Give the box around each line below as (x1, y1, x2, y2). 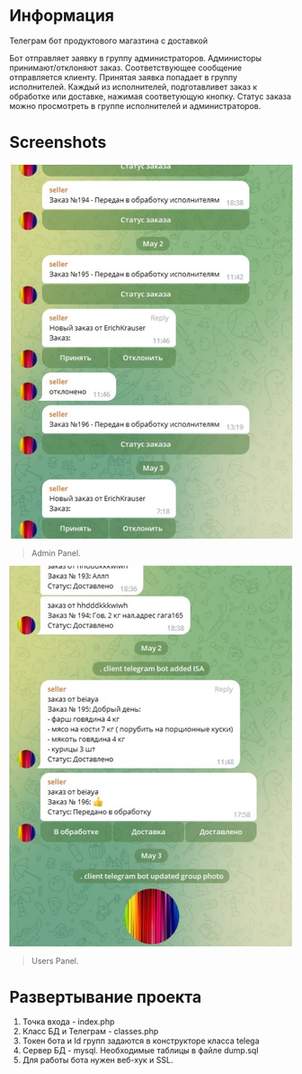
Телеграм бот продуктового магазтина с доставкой (9, 35, 209, 46)
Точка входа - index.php (22, 1016, 115, 1027)
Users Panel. (31, 955, 79, 966)
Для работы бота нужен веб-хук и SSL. (22, 1055, 173, 1066)
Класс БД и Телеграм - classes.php (22, 1026, 159, 1037)
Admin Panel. (31, 548, 81, 559)
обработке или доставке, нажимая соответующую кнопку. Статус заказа (9, 91, 292, 102)
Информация (9, 5, 115, 26)
